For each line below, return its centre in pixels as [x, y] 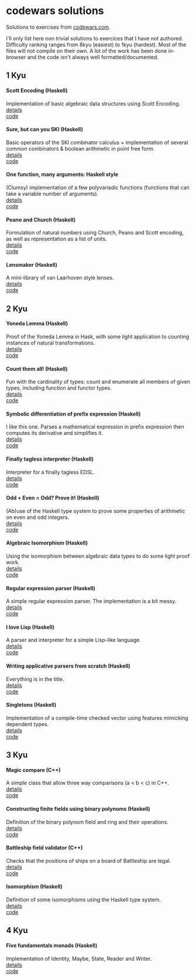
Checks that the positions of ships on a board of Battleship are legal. [89, 860]
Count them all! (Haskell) [37, 369]
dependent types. [27, 724]
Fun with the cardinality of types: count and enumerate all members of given [98, 382]
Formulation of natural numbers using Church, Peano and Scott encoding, [95, 233]
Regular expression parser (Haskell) [51, 588]
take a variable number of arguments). [52, 193]
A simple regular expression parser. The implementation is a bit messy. [91, 601]
